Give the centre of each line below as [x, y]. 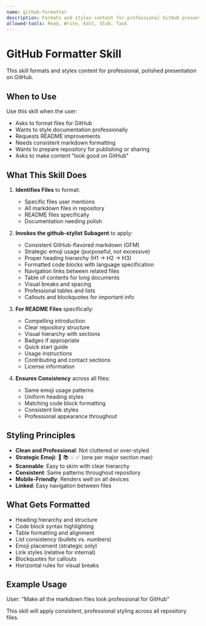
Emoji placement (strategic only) [56, 546]
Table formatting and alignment [55, 532]
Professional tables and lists [60, 290]
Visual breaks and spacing [58, 284]
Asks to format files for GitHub [54, 123]
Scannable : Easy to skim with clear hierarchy [72, 466]
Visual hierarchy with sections [62, 334]
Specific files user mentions [59, 201]
